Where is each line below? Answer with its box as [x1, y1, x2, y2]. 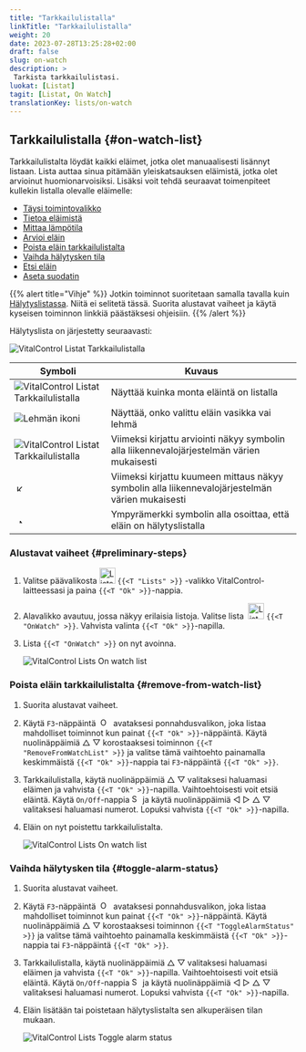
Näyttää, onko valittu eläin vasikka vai [110, 407, 271, 420]
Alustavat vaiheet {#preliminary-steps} [9, 547, 188, 559]
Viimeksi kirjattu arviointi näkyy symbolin [110, 432, 285, 445]
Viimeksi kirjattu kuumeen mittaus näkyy [110, 471, 284, 484]
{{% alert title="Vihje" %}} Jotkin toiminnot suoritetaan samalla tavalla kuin [9, 288, 290, 299]
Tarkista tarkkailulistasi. [13, 73, 120, 82]
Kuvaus [184, 365, 219, 378]
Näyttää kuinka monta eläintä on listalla [110, 386, 279, 399]
